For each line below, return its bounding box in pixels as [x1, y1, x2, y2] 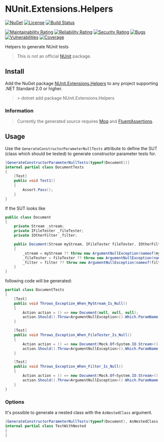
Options [5, 398, 24, 405]
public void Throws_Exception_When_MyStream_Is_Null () [14, 301, 128, 306]
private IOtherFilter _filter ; [14, 233, 78, 238]
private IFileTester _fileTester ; [14, 228, 84, 233]
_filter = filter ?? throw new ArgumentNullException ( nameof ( [22, 260, 152, 265]
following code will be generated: [5, 278, 72, 284]
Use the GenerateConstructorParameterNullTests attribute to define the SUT [5, 145, 158, 151]
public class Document [5, 215, 51, 220]
